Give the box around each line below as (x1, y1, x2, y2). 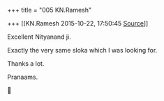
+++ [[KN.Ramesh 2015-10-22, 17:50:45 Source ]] (7, 19, 149, 27)
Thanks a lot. (7, 59, 45, 68)
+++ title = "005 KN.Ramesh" (7, 6, 92, 14)
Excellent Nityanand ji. (7, 33, 71, 41)
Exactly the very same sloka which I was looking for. (7, 46, 158, 54)
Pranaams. (7, 73, 38, 81)
